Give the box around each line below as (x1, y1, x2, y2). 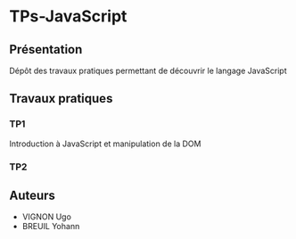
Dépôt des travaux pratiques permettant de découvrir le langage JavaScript (9, 65, 287, 76)
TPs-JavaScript (9, 6, 127, 27)
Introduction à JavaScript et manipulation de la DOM (9, 138, 201, 149)
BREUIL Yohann (21, 221, 80, 232)
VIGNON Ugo (21, 211, 71, 222)
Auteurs (9, 188, 56, 202)
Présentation (9, 42, 83, 57)
